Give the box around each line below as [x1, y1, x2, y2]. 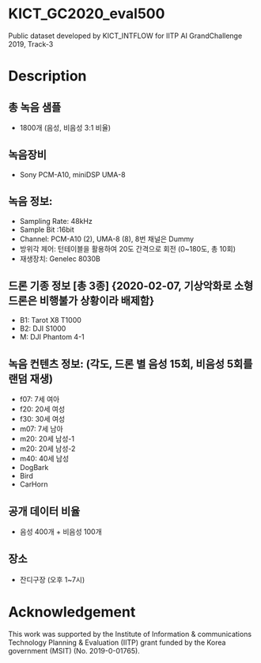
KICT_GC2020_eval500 [8, 5, 165, 23]
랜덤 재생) [8, 372, 54, 385]
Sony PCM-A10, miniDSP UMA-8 [19, 169, 126, 179]
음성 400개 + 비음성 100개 [19, 527, 103, 536]
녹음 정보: [8, 195, 53, 208]
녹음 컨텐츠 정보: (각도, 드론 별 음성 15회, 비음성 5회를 [8, 357, 253, 370]
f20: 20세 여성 [19, 404, 66, 414]
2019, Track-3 [8, 39, 54, 48]
